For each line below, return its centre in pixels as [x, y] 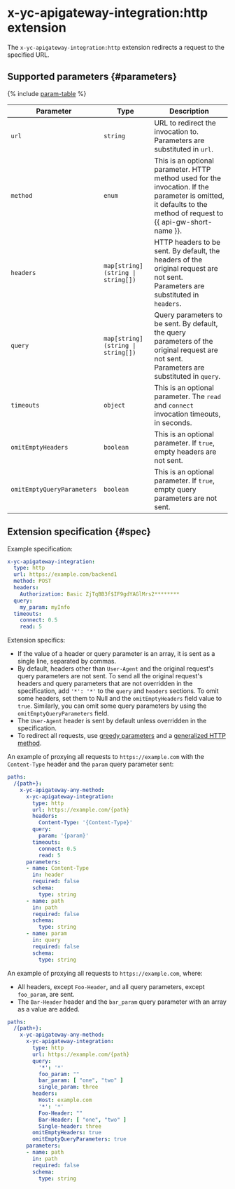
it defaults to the [181, 204]
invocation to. [177, 131]
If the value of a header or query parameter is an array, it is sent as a [116, 654]
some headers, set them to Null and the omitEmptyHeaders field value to [120, 699]
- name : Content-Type [57, 868]
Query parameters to [188, 315]
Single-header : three [70, 1126]
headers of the [178, 260]
